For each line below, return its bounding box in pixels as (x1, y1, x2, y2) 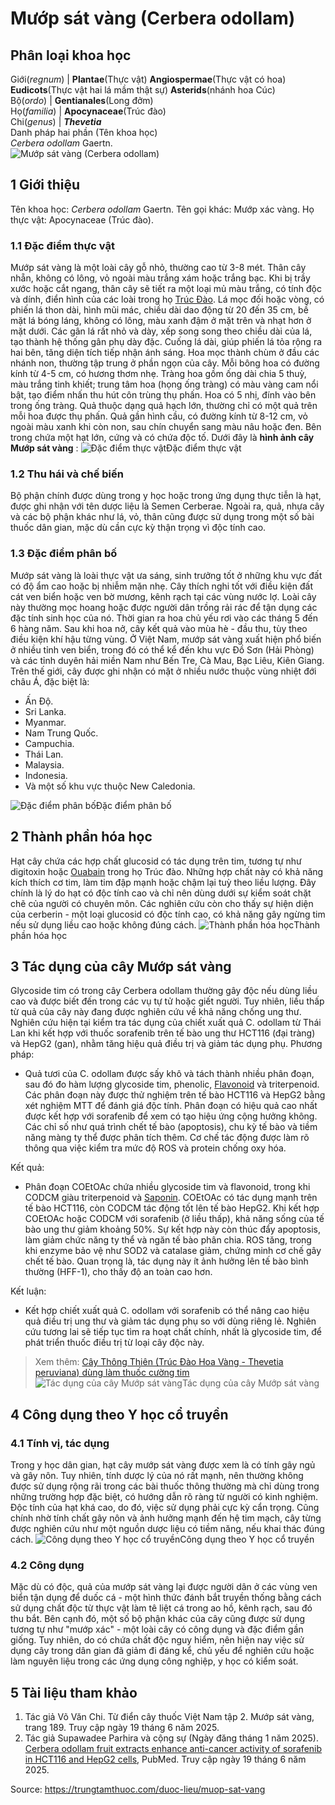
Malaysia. (24, 758, 65, 771)
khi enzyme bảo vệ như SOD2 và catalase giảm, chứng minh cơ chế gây (24, 1245, 322, 1257)
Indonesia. (24, 769, 68, 781)
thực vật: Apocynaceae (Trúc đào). (10, 213, 154, 226)
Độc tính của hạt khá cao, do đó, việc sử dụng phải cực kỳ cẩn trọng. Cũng (10, 1502, 320, 1514)
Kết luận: (10, 1285, 47, 1297)
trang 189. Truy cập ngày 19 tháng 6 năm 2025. (24, 1722, 220, 1734)
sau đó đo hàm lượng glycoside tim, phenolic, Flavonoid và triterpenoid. (24, 1078, 320, 1091)
